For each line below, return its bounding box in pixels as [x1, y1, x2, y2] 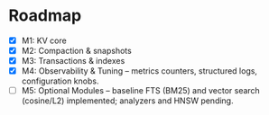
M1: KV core [21, 35, 67, 46]
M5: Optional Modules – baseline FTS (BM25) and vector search [21, 85, 261, 96]
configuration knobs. [21, 75, 99, 86]
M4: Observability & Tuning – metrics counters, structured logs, [21, 66, 258, 76]
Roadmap [8, 5, 82, 26]
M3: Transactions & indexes [21, 56, 125, 66]
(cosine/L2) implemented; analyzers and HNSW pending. [21, 95, 234, 106]
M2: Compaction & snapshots [21, 46, 132, 56]
